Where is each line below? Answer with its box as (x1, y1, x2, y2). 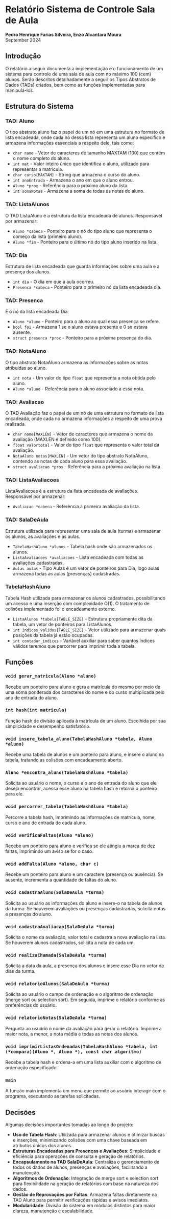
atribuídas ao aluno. (5, 365, 47, 371)
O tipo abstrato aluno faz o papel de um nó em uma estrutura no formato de (5, 129, 165, 135)
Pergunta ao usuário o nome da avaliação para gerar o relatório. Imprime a (5, 1025, 162, 1031)
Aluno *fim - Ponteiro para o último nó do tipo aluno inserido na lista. (12, 238, 158, 245)
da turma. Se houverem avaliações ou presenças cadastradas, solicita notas (5, 905, 166, 911)
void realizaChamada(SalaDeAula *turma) (5, 952, 107, 958)
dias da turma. (5, 968, 36, 974)
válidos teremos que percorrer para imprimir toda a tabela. (12, 643, 136, 649)
